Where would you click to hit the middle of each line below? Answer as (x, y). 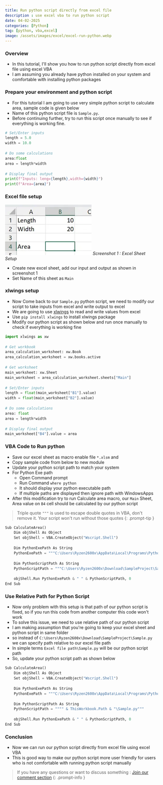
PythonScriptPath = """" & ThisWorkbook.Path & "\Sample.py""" (79, 709)
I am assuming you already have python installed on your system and (81, 74)
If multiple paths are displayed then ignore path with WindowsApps (86, 493)
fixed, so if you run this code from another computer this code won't (80, 612)
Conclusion (19, 737)
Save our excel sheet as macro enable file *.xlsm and (65, 457)
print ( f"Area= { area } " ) (28, 184)
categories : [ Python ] (27, 26)
